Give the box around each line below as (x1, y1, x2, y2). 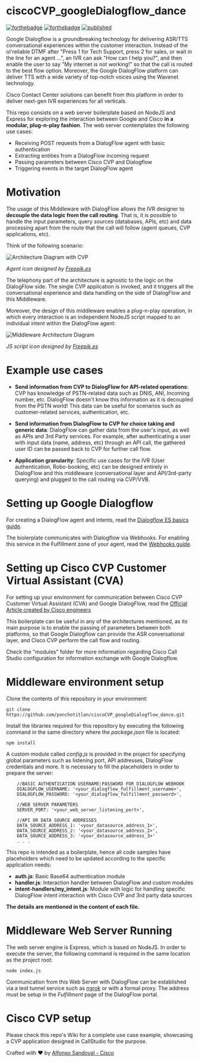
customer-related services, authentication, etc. (14, 409, 129, 416)
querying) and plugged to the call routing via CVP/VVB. (14, 476, 150, 483)
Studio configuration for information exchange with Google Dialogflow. (6, 654, 179, 661)
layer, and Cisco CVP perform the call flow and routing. (6, 636, 141, 643)
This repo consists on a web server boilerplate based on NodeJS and (6, 109, 176, 116)
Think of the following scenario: (6, 242, 84, 249)
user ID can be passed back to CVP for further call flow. (14, 445, 151, 453)
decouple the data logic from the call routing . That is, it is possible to (6, 211, 177, 218)
